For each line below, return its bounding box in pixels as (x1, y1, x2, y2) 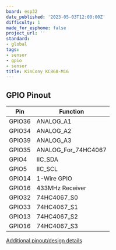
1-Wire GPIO (36, 174, 73, 183)
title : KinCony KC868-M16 (6, 69, 69, 74)
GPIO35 (9, 146, 31, 154)
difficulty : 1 (6, 19, 41, 25)
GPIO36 (9, 118, 31, 126)
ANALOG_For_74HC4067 (36, 146, 107, 154)
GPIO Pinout (6, 90, 51, 100)
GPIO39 (9, 136, 31, 145)
